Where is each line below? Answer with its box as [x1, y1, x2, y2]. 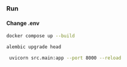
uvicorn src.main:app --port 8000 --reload [9, 55, 122, 61]
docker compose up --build [6, 33, 75, 39]
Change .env [6, 19, 40, 27]
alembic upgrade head [6, 44, 62, 50]
